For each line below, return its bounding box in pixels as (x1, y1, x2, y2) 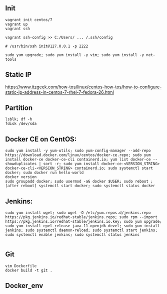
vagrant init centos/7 (5, 17, 52, 22)
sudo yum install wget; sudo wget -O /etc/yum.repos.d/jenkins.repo (5, 210, 151, 215)
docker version (5, 175, 37, 180)
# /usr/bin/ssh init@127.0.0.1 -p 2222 (5, 44, 88, 49)
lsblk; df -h (5, 117, 32, 122)
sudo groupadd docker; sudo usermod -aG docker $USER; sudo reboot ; (5, 179, 153, 184)
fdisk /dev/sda (5, 121, 37, 126)
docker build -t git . (5, 268, 52, 273)
